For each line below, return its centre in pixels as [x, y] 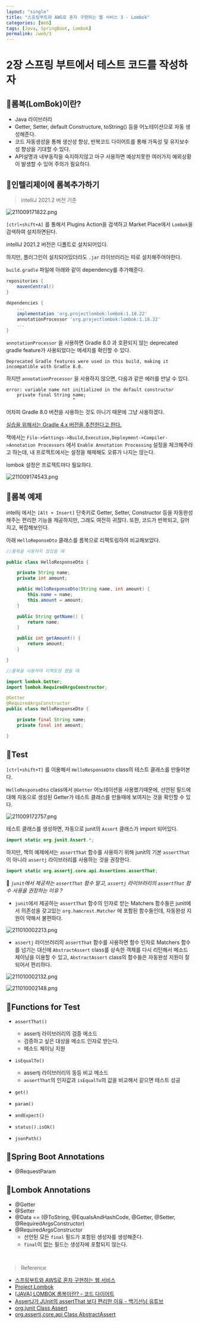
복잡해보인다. [34, 527]
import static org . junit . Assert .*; [50, 840]
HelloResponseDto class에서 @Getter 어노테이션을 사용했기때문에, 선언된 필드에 [99, 790]
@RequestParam [35, 1171]
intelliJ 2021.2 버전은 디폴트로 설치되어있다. [57, 244]
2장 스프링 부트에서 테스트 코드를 [81, 65]
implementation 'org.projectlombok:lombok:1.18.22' [82, 314]
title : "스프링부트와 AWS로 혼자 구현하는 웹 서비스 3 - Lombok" [78, 17]
